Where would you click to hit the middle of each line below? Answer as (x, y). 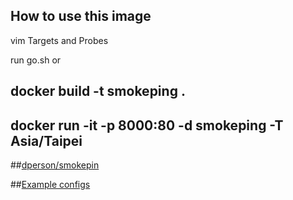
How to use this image (81, 16)
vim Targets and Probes (59, 40)
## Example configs (50, 185)
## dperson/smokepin (55, 165)
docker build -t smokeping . (98, 91)
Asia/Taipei (46, 140)
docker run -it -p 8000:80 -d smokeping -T (147, 125)
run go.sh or (36, 60)
